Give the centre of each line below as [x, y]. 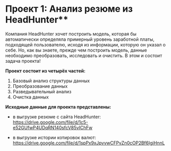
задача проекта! [23, 61]
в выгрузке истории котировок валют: [54, 137]
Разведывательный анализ [42, 91]
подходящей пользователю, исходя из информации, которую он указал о [86, 44]
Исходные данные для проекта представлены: [58, 107]
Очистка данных [31, 97]
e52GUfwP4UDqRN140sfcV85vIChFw [53, 128]
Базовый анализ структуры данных [51, 81]
